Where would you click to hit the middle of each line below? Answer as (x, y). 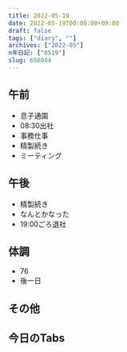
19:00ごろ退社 (43, 224)
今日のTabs (37, 338)
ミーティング (41, 155)
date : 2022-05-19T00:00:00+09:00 (64, 23)
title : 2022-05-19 (39, 16)
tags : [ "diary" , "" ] (43, 38)
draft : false (30, 30)
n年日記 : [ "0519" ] (37, 53)
